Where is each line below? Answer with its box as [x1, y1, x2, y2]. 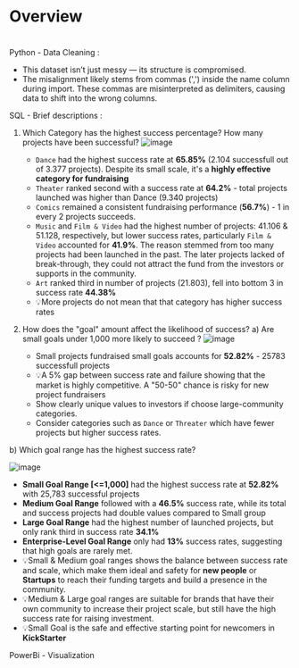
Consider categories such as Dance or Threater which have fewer [35, 418, 275, 429]
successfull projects [35, 360, 110, 372]
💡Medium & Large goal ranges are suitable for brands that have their [21, 594, 275, 605]
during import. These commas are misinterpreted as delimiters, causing [21, 83, 286, 95]
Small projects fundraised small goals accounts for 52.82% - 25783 [35, 351, 286, 362]
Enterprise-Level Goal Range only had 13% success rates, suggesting [21, 536, 283, 547]
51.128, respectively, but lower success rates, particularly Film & [35, 230, 272, 241]
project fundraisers [35, 389, 106, 400]
